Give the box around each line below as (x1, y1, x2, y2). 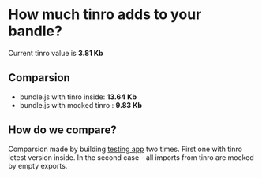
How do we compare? (8, 124, 117, 137)
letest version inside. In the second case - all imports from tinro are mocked (8, 152, 254, 162)
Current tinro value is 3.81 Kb (8, 48, 104, 57)
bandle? (8, 22, 63, 40)
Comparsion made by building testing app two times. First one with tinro (8, 144, 243, 154)
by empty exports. (8, 161, 68, 170)
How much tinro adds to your (8, 6, 202, 24)
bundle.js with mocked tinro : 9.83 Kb (19, 100, 143, 109)
